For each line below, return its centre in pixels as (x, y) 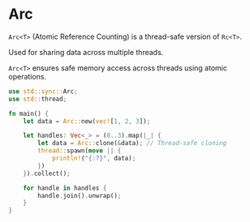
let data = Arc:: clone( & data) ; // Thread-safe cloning (132, 143)
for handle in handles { (65, 188)
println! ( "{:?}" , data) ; (94, 159)
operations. (28, 76)
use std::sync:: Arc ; (43, 91)
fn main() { (28, 113)
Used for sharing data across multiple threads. (86, 52)
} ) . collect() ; (47, 173)
